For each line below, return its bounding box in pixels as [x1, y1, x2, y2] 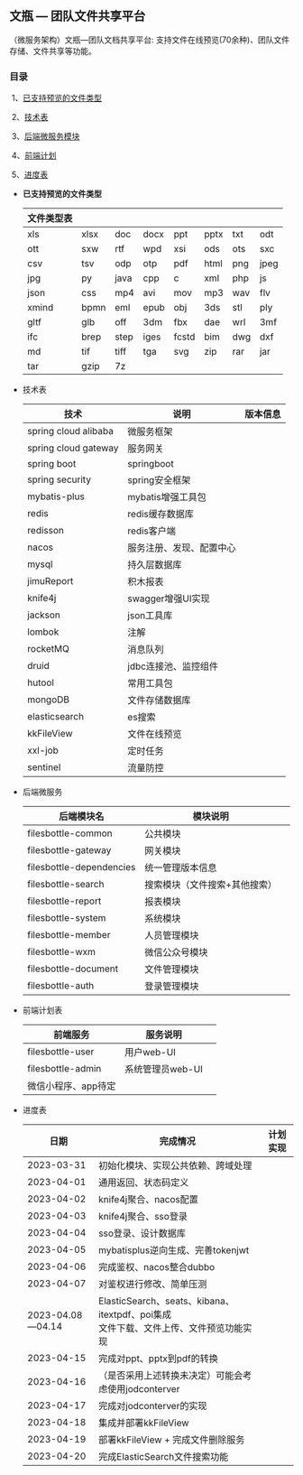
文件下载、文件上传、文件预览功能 [98, 1322, 243, 1334]
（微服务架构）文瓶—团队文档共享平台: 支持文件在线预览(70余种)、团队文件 [9, 34, 290, 45]
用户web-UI [124, 1046, 176, 1059]
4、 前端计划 [11, 150, 57, 161]
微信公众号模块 [143, 946, 208, 959]
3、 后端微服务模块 [11, 131, 80, 142]
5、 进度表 [11, 170, 49, 181]
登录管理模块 [143, 980, 199, 993]
